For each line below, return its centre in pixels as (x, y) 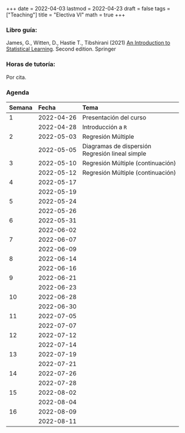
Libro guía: (22, 30)
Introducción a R (105, 127)
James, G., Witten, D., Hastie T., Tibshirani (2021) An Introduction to (88, 43)
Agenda (18, 92)
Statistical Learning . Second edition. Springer (61, 49)
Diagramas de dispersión (117, 146)
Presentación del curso (114, 117)
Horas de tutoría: (31, 64)
